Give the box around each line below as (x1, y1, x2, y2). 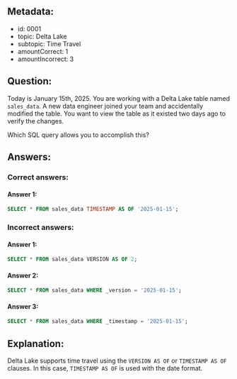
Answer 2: (7, 271, 39, 280)
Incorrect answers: (7, 222, 74, 232)
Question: (7, 75, 52, 87)
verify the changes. (7, 116, 64, 125)
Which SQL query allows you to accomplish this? (7, 131, 150, 139)
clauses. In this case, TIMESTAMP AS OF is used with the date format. (7, 363, 203, 372)
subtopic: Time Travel (17, 39, 81, 48)
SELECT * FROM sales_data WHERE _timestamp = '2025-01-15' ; (7, 318, 189, 325)
